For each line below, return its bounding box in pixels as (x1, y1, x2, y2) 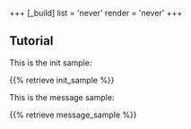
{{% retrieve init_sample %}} (9, 74, 115, 85)
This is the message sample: (9, 91, 115, 102)
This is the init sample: (9, 57, 92, 68)
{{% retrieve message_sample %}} (9, 109, 137, 120)
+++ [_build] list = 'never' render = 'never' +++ (9, 8, 183, 18)
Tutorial (9, 33, 54, 48)
